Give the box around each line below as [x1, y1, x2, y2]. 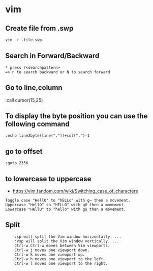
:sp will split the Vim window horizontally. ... [14, 234, 122, 239]
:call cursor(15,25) [5, 97, 43, 103]
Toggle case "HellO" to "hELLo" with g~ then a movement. [5, 198, 131, 203]
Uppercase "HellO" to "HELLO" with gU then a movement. [5, 202, 126, 207]
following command [5, 119, 70, 128]
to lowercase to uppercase [5, 175, 91, 183]
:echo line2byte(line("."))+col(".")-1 [5, 133, 90, 138]
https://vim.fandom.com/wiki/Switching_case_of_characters [12, 188, 138, 194]
